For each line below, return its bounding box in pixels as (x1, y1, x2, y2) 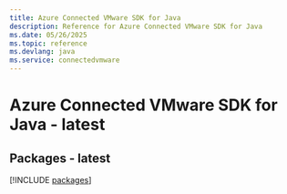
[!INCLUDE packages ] (9, 175, 92, 185)
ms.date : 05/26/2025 (9, 30, 88, 39)
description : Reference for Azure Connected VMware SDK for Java (9, 22, 262, 31)
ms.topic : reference (9, 38, 88, 48)
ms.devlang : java (9, 47, 76, 56)
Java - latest (9, 115, 106, 135)
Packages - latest (9, 150, 111, 166)
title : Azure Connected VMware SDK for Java (9, 13, 181, 23)
